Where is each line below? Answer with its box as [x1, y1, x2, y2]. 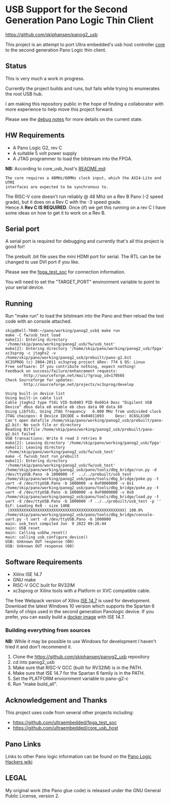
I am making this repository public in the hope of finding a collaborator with [5, 101, 164, 107]
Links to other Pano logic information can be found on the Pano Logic [5, 753, 152, 759]
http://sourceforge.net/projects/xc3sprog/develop [24, 382, 134, 387]
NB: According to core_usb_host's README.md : [5, 165, 106, 171]
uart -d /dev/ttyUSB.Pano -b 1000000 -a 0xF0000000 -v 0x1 [5, 481, 134, 486]
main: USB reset [5, 526, 40, 531]
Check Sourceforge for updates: [5, 378, 74, 383]
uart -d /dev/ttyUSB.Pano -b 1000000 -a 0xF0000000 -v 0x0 [5, 490, 134, 495]
